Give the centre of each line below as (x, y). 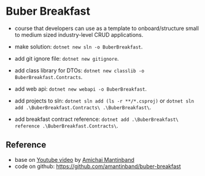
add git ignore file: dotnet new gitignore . (67, 58)
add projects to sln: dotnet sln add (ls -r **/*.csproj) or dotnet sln (104, 101)
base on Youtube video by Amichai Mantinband (74, 159)
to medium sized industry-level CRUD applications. (79, 34)
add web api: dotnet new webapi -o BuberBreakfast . (81, 89)
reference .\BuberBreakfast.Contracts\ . (66, 125)
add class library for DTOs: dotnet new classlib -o (79, 70)
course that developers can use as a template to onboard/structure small (106, 28)
